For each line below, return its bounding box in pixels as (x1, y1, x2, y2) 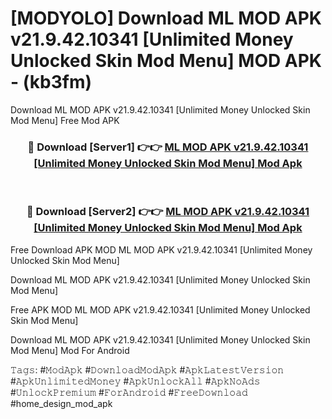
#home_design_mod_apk (10, 397, 113, 409)
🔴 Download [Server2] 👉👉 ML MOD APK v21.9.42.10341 (26, 205, 310, 219)
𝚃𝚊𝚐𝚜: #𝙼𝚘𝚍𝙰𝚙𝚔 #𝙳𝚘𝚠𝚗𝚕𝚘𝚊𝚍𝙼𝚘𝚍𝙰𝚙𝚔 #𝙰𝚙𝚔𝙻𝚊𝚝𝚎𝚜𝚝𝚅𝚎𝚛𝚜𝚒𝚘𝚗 (10, 363, 285, 376)
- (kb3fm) (10, 71, 93, 94)
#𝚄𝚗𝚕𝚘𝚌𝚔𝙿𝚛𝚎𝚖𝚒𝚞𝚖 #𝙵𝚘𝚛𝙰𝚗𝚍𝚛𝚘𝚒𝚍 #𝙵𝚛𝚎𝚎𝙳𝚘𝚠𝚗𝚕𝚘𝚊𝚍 (10, 386, 248, 398)
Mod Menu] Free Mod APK (10, 114, 120, 126)
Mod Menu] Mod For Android (10, 344, 130, 356)
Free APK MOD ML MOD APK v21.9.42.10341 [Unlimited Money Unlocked (10, 303, 311, 316)
